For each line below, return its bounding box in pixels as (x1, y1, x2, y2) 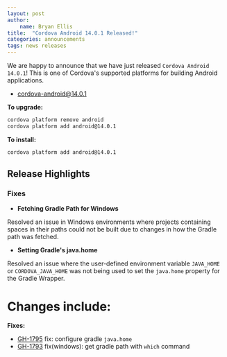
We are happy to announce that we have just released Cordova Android (7, 62, 210, 69)
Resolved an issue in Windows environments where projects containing (7, 218, 211, 226)
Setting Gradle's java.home (17, 246, 98, 254)
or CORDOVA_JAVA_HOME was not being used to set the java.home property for (7, 267, 220, 275)
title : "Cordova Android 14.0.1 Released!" (7, 29, 138, 37)
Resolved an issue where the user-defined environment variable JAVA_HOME (7, 259, 220, 268)
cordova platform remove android (7, 116, 104, 123)
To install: (7, 135, 37, 143)
